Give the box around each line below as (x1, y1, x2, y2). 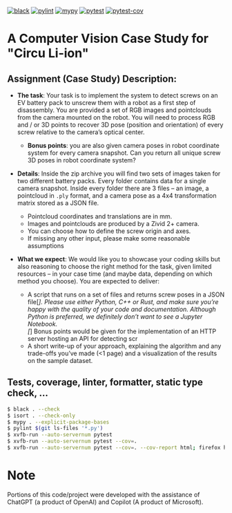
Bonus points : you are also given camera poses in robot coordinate (27, 142, 220, 149)
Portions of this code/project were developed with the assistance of (7, 490, 200, 498)
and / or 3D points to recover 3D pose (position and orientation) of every (17, 121, 224, 129)
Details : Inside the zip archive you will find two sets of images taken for (17, 169, 221, 178)
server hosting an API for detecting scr (27, 335, 138, 342)
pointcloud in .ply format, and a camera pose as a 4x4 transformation (17, 192, 217, 200)
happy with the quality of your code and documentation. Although (27, 305, 216, 313)
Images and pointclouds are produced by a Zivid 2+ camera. (27, 220, 200, 227)
